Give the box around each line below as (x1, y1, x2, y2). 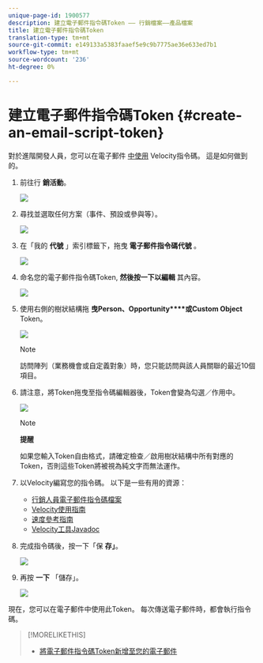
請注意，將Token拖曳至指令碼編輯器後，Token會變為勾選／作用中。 (19, 387, 240, 397)
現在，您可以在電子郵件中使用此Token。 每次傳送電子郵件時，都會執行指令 (8, 604, 252, 613)
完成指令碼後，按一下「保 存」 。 (19, 541, 122, 550)
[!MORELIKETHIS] (27, 630, 86, 639)
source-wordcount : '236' (8, 56, 90, 64)
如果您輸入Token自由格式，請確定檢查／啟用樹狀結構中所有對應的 (19, 451, 234, 461)
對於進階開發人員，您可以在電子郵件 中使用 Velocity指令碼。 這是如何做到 (8, 151, 248, 160)
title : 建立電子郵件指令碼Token (8, 26, 104, 34)
